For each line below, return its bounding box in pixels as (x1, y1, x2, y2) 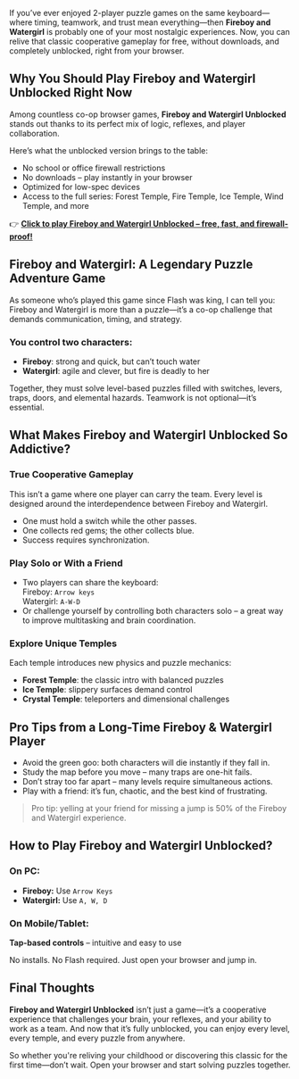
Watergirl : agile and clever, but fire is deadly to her (21, 365, 210, 376)
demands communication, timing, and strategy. (9, 313, 183, 324)
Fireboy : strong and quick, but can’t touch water (21, 356, 201, 367)
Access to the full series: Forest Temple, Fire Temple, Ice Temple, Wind (21, 191, 284, 202)
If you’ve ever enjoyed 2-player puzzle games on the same (9, 8, 226, 18)
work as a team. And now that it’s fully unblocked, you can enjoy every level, (9, 1023, 290, 1033)
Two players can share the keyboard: (21, 577, 159, 587)
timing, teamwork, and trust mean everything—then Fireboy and (34, 17, 271, 28)
